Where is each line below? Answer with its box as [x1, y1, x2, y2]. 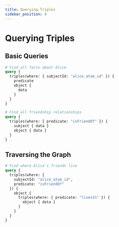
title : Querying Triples [5, 7, 56, 12]
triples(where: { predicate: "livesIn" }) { [18, 195, 110, 200]
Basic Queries [5, 52, 49, 60]
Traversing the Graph [5, 151, 71, 159]
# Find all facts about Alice [5, 65, 67, 70]
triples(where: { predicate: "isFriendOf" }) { [9, 119, 108, 124]
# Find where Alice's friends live [5, 164, 78, 169]
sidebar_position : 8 [5, 12, 47, 17]
